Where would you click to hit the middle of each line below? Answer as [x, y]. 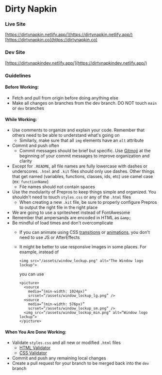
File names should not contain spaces [57, 187]
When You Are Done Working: [36, 332]
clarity [26, 161]
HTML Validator [35, 348]
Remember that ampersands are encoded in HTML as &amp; [72, 218]
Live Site [15, 24]
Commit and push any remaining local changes [59, 358]
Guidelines [18, 75]
